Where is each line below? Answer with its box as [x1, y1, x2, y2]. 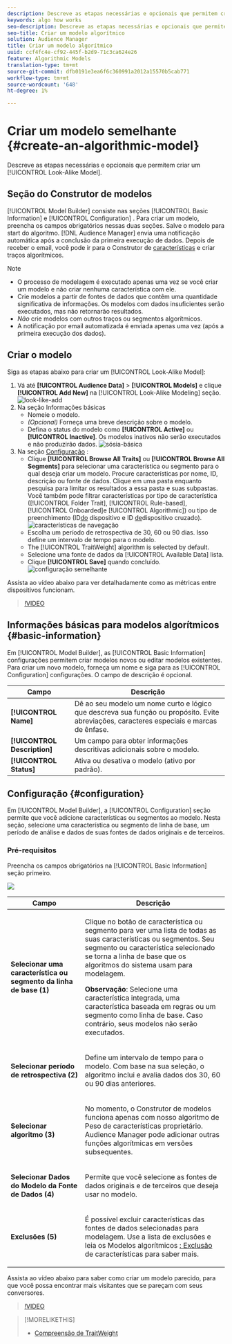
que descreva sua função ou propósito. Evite [74, 707, 220, 717]
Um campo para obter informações [74, 735, 188, 745]
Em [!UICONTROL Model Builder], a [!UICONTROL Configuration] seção [7, 806, 211, 814]
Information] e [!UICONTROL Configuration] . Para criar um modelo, [7, 214, 200, 222]
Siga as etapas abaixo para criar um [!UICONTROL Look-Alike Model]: [7, 368, 206, 376]
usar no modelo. [85, 1189, 138, 1199]
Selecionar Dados [10, 1172, 70, 1181]
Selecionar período [10, 1061, 75, 1070]
